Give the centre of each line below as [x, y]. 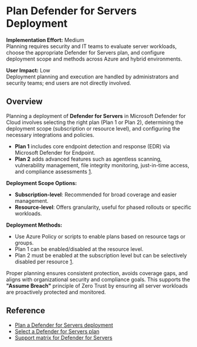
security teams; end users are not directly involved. [69, 83]
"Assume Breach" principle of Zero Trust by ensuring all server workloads [97, 285]
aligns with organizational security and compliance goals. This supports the [98, 279]
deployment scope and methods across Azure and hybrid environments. [94, 59]
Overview [25, 102]
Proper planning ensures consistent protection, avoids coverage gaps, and [97, 273]
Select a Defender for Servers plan [57, 331]
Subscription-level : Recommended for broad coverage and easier [96, 195]
